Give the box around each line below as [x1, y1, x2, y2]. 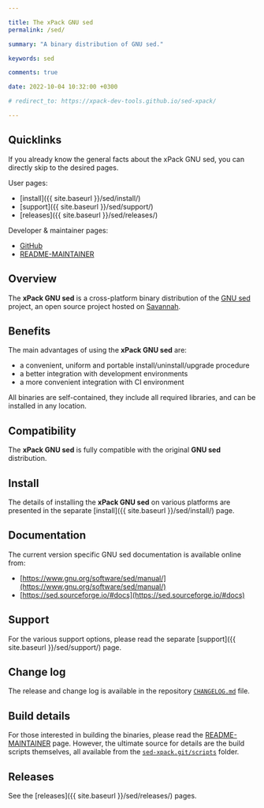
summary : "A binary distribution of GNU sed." [8, 40, 164, 48]
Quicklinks [8, 134, 62, 147]
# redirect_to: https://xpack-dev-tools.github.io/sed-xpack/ [8, 97, 217, 105]
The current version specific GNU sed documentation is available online [8, 549, 242, 559]
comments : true [8, 69, 58, 77]
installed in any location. [8, 401, 87, 411]
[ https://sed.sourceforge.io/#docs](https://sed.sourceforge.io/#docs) [19, 590, 246, 599]
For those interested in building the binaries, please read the [8, 731, 203, 740]
